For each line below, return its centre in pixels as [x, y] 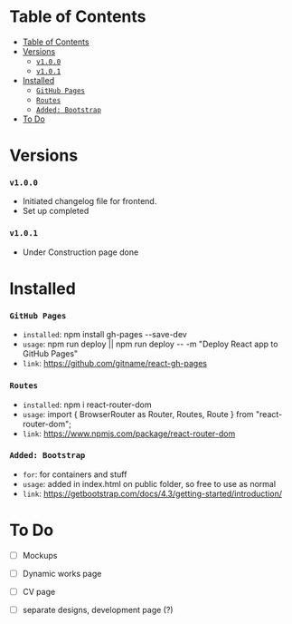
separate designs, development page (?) [98, 609]
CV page [39, 591]
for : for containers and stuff [75, 474]
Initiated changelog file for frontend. [89, 201]
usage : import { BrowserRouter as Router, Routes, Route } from [138, 414]
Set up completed [56, 211]
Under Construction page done [80, 252]
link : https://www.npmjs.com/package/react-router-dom [129, 434]
